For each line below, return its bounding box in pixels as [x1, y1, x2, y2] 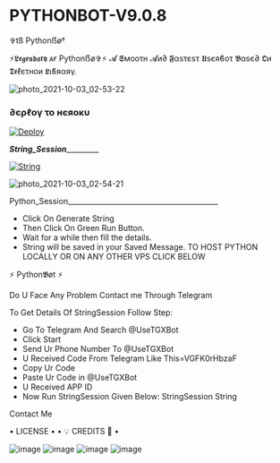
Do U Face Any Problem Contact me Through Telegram [9, 290, 213, 301]
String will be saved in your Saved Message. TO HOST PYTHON [21, 242, 259, 253]
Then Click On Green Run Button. [21, 223, 145, 234]
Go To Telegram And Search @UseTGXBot [21, 324, 179, 336]
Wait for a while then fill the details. [21, 232, 152, 243]
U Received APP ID [21, 382, 93, 392]
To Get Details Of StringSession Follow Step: [9, 307, 173, 318]
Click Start [21, 334, 61, 345]
